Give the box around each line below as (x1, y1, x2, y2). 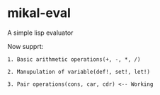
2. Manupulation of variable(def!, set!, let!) (7, 68, 151, 75)
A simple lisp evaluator (7, 28, 74, 37)
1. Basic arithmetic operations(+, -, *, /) (7, 55, 141, 63)
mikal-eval (7, 5, 71, 21)
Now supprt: (7, 42, 44, 50)
